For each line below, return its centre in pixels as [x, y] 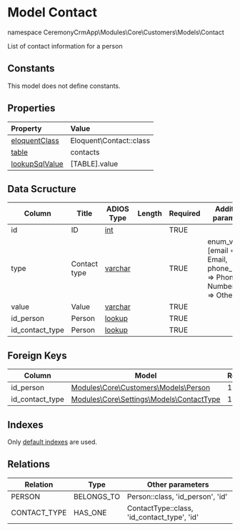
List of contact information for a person [65, 46]
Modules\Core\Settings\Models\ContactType [146, 400]
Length [150, 214]
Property [26, 128]
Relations [29, 464]
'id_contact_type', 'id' [162, 517]
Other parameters [178, 485]
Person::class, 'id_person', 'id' [177, 496]
